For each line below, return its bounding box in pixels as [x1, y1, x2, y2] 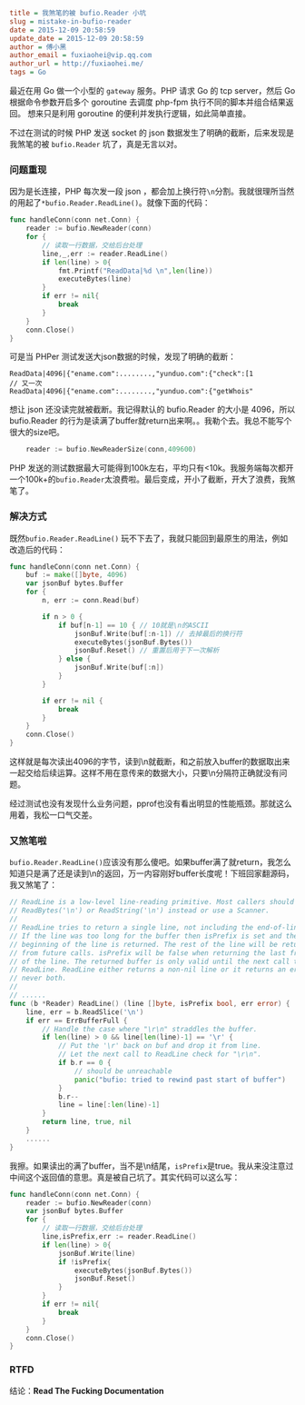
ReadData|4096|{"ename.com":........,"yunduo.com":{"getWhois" [9, 387, 254, 396]
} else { [57, 654, 92, 663]
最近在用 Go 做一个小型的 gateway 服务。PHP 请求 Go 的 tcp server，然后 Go [9, 85, 296, 95]
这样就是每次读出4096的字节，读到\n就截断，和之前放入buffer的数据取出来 [9, 756, 290, 767]
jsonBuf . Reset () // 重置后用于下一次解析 [74, 646, 220, 655]
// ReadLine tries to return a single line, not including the [9, 923, 254, 932]
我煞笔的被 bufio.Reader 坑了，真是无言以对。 [9, 139, 182, 149]
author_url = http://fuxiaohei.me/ [9, 59, 144, 68]
